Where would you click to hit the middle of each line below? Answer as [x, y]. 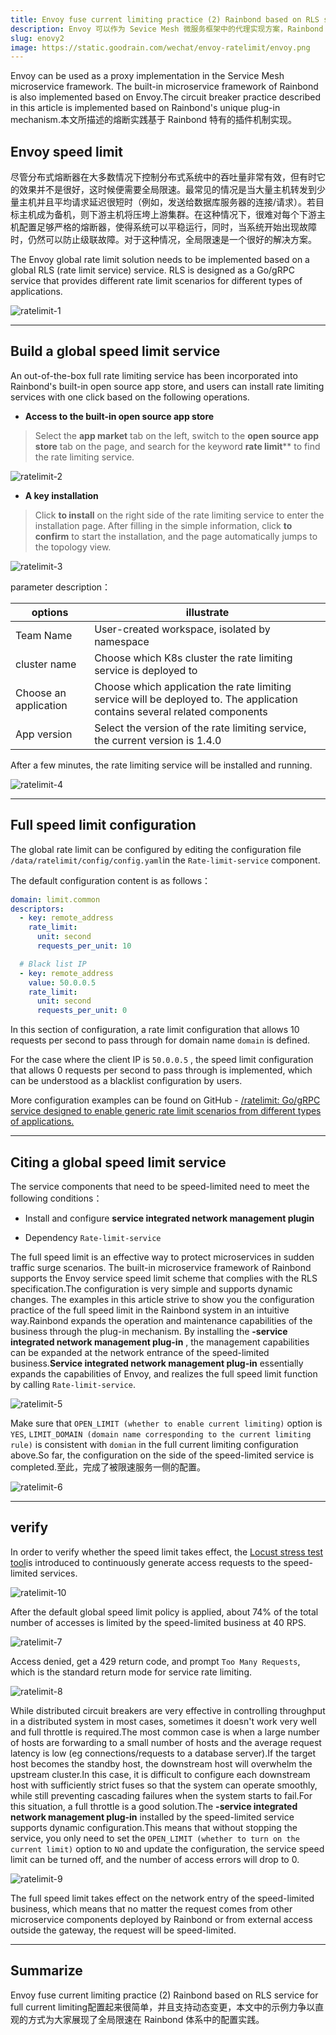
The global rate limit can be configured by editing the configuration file [156, 849]
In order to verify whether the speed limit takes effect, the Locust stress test [167, 1552]
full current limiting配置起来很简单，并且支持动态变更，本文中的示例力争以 [163, 2007]
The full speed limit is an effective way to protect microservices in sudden [162, 1257]
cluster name [46, 664]
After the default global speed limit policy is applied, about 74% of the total [164, 1612]
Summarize [46, 1971]
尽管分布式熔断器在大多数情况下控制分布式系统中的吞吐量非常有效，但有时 [163, 177]
